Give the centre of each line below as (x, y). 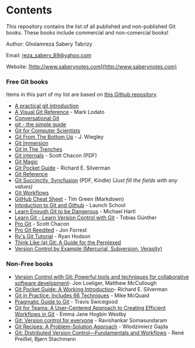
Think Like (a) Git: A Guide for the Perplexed (68, 243)
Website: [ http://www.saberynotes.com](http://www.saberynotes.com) (91, 66)
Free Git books (27, 81)
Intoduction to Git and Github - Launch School (70, 205)
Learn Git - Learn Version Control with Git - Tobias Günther (85, 218)
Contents (29, 10)
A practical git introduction (47, 106)
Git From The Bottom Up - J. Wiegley (59, 137)
